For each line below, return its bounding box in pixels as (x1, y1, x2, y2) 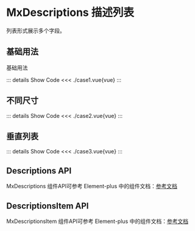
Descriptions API (6, 166, 72, 176)
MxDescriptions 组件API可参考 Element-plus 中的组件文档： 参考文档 (6, 183, 178, 190)
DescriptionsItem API (6, 200, 89, 211)
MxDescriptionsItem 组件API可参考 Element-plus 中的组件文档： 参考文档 (6, 218, 189, 225)
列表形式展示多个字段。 (6, 27, 65, 34)
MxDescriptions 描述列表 (6, 5, 134, 20)
